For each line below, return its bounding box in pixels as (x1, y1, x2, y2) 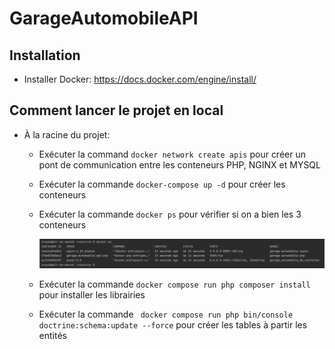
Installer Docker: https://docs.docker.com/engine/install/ (23, 73, 257, 85)
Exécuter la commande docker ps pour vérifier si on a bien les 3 (38, 208, 302, 220)
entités (38, 329, 67, 341)
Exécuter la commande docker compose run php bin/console (38, 308, 294, 320)
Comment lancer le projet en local (9, 102, 224, 119)
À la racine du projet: (23, 128, 111, 141)
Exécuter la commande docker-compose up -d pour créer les (38, 178, 286, 190)
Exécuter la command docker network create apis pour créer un (38, 148, 306, 160)
